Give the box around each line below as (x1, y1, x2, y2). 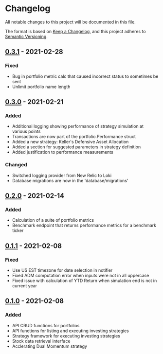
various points (12, 128, 41, 134)
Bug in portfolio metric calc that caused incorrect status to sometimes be (12, 73, 159, 79)
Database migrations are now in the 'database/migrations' (12, 177, 128, 183)
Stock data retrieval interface (12, 338, 71, 344)
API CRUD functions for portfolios (12, 322, 80, 328)
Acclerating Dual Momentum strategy (12, 343, 88, 349)
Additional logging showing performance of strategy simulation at (12, 124, 144, 129)
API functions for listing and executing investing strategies (12, 328, 129, 334)
